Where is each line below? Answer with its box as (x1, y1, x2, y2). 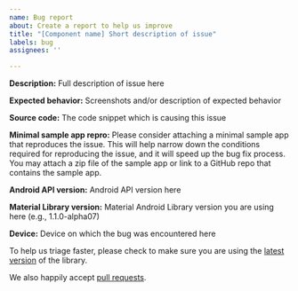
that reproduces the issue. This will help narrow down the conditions (9, 139, 261, 150)
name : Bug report (9, 12, 74, 22)
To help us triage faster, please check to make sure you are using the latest (9, 246, 285, 256)
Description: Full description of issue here (9, 78, 165, 89)
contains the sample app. (9, 168, 102, 178)
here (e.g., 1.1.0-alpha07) (9, 211, 101, 222)
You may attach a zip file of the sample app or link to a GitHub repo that (9, 158, 271, 169)
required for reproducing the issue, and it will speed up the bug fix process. (9, 148, 286, 160)
